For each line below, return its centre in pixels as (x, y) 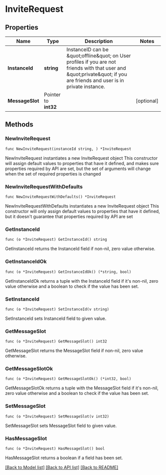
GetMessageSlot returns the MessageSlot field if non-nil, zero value (74, 351)
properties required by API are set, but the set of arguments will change (78, 169)
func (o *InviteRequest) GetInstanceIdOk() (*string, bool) (68, 272)
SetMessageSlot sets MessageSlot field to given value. (61, 426)
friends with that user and (96, 68)
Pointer (52, 95)
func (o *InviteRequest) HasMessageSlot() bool (55, 449)
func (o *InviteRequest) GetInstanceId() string (56, 240)
